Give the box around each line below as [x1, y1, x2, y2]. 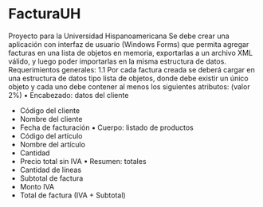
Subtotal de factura [19, 173, 84, 183]
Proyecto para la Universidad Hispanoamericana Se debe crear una [8, 31, 230, 41]
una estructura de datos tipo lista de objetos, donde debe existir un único [8, 73, 249, 83]
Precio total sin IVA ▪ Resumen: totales [19, 156, 147, 166]
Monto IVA [19, 182, 55, 191]
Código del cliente [19, 105, 80, 115]
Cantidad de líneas [19, 165, 82, 174]
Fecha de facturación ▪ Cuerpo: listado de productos [19, 123, 194, 132]
